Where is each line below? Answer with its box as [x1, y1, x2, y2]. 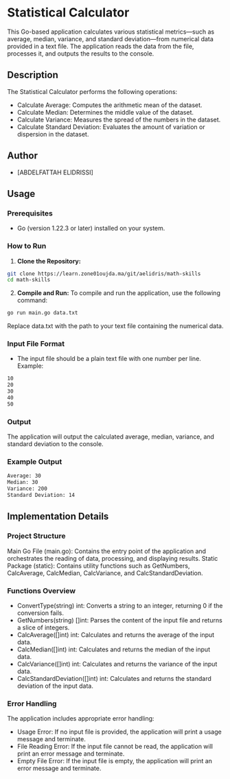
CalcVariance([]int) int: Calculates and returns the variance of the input [16, 660, 218, 668]
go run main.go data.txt [7, 310, 78, 316]
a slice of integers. [16, 623, 70, 631]
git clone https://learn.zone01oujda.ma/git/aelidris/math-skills [7, 270, 201, 277]
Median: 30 [7, 479, 38, 486]
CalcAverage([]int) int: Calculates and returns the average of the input [16, 630, 215, 639]
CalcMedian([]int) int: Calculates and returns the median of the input [16, 645, 211, 653]
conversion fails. [16, 609, 64, 617]
